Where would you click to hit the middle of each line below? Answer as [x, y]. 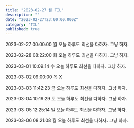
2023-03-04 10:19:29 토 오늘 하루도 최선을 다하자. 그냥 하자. [66, 99]
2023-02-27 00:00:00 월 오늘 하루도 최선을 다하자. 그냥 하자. [67, 45]
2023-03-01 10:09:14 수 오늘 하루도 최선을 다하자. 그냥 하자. [66, 66]
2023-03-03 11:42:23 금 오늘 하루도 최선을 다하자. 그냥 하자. [66, 88]
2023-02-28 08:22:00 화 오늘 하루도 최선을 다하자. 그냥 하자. [67, 55]
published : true [22, 29]
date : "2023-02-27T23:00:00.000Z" [42, 19]
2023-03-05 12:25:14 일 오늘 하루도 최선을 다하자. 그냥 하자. [66, 110]
